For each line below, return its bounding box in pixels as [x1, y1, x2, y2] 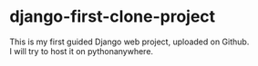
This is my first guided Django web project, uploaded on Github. [9, 36, 250, 47]
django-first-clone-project [9, 6, 216, 27]
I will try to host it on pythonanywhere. [9, 45, 153, 56]
